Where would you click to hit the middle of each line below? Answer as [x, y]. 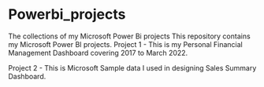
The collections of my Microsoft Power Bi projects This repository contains [129, 36]
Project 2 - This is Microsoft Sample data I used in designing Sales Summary [132, 67]
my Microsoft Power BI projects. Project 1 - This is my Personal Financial [125, 44]
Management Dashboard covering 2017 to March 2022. [98, 53]
